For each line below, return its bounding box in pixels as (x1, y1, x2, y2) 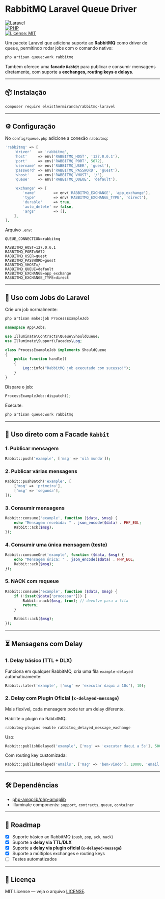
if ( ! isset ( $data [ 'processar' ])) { (14, 593, 87, 598)
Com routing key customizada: (5, 752, 67, 758)
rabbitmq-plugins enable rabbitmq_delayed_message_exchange (5, 725, 131, 730)
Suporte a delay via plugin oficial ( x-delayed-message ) (12, 845, 122, 851)
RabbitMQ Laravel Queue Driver (5, 3, 137, 15)
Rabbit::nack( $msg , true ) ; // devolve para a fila (23, 598, 129, 603)
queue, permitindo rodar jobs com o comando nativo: (5, 45, 113, 51)
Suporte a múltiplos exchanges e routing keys (12, 851, 105, 857)
